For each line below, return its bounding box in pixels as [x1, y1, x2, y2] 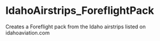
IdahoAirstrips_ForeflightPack [5, 4, 154, 17]
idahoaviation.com [5, 29, 50, 36]
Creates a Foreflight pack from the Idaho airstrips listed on [5, 23, 146, 30]
